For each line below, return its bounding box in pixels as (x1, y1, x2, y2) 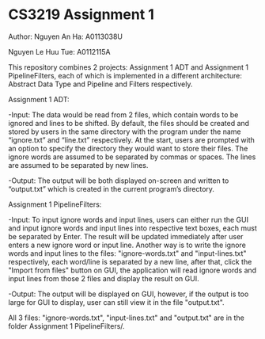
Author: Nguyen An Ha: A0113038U (8, 32, 123, 41)
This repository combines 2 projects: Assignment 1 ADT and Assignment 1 (8, 62, 249, 72)
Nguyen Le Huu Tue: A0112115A (8, 47, 111, 56)
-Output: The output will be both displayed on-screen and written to (8, 176, 229, 185)
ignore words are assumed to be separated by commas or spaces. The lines (8, 152, 256, 162)
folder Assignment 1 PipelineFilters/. (8, 321, 125, 330)
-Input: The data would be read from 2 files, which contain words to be (8, 109, 239, 120)
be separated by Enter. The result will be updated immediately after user (8, 231, 244, 241)
